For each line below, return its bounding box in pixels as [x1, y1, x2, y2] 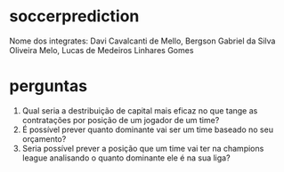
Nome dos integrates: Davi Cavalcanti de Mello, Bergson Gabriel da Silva [9, 35, 276, 46]
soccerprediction [9, 6, 140, 27]
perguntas [9, 76, 87, 97]
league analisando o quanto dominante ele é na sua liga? [21, 152, 231, 163]
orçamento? [21, 133, 67, 144]
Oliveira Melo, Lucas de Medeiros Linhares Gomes [9, 44, 194, 55]
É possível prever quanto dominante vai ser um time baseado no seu [21, 124, 274, 135]
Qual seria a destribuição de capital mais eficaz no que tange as [21, 105, 258, 116]
